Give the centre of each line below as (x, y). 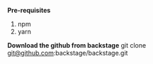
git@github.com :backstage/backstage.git (68, 53)
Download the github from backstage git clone (77, 45)
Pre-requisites (29, 10)
